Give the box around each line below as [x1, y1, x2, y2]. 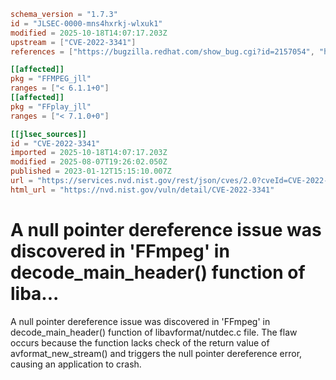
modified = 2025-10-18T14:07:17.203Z [10, 28, 168, 38]
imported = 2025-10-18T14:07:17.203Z [10, 148, 168, 158]
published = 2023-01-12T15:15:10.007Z [10, 166, 172, 177]
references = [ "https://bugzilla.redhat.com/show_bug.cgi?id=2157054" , [10, 46, 315, 57]
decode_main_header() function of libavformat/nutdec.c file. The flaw [10, 326, 298, 338]
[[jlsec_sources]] [10, 129, 87, 139]
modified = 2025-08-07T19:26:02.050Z [10, 157, 168, 167]
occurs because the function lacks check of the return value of [10, 336, 270, 349]
